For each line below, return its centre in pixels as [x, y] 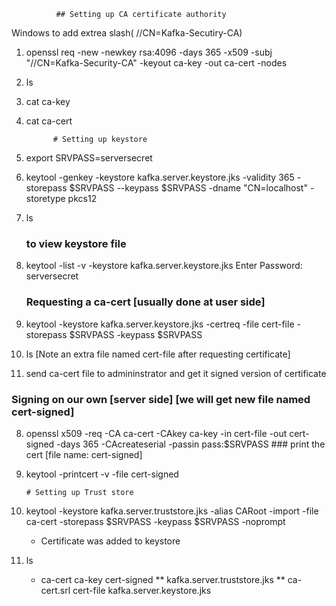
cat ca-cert [49, 121]
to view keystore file [76, 243]
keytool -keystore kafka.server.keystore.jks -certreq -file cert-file [160, 324]
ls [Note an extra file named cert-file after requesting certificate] [158, 354]
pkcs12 [82, 198]
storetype [45, 198]
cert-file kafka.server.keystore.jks [142, 590]
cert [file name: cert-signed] [84, 454]
